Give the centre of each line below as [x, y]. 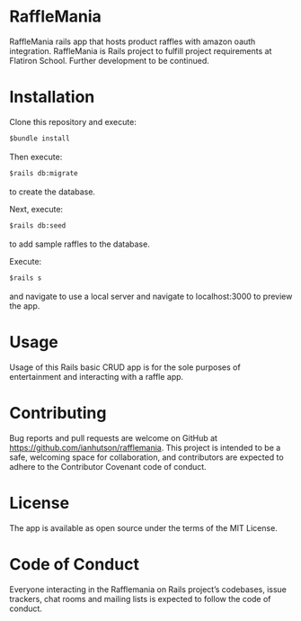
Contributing [58, 413]
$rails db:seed [38, 225]
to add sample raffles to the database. [80, 244]
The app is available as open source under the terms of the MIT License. [144, 527]
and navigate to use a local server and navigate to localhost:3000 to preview [151, 296]
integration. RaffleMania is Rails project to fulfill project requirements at [141, 50]
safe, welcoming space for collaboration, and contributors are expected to [147, 457]
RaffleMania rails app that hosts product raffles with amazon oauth [133, 41]
